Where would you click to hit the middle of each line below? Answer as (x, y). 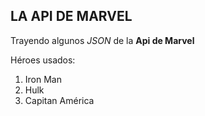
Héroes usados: (43, 60)
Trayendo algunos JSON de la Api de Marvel (102, 40)
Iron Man (43, 79)
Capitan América (59, 100)
